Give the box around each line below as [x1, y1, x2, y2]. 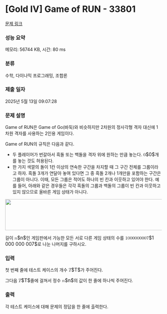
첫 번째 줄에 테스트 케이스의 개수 [5, 267, 68, 273]
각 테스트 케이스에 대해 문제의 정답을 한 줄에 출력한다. [5, 304, 108, 310]
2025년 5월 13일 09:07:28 [5, 98, 57, 104]
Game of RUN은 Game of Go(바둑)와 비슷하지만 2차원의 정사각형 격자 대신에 [5, 124, 156, 130]
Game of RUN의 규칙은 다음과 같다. [5, 141, 75, 147]
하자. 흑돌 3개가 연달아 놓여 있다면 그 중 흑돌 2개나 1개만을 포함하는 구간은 [17, 170, 162, 176]
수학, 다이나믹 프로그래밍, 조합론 [5, 72, 68, 78]
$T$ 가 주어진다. [71, 267, 103, 273]
